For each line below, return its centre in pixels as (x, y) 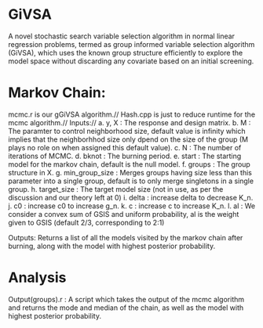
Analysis (37, 278)
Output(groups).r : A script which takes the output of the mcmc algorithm (126, 299)
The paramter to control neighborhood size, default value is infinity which (127, 131)
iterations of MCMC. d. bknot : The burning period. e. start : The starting (125, 156)
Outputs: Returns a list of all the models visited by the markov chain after (126, 237)
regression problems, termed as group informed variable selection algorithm (131, 44)
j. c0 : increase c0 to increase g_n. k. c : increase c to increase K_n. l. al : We (132, 206)
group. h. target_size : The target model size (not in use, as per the (116, 189)
